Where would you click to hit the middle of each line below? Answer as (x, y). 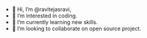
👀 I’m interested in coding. (44, 16)
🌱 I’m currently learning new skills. (55, 22)
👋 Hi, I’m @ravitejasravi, (41, 9)
